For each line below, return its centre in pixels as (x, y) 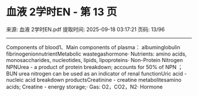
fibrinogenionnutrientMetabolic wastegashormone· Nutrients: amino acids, (96, 54)
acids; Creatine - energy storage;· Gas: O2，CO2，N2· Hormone (85, 87)
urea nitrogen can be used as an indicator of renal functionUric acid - (103, 73)
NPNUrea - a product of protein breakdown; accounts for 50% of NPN (91, 67)
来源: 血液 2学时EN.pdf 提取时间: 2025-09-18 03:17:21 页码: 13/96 (85, 29)
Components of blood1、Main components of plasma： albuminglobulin (93, 47)
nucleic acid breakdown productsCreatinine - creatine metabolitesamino (94, 80)
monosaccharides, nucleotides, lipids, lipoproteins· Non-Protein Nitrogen (95, 60)
